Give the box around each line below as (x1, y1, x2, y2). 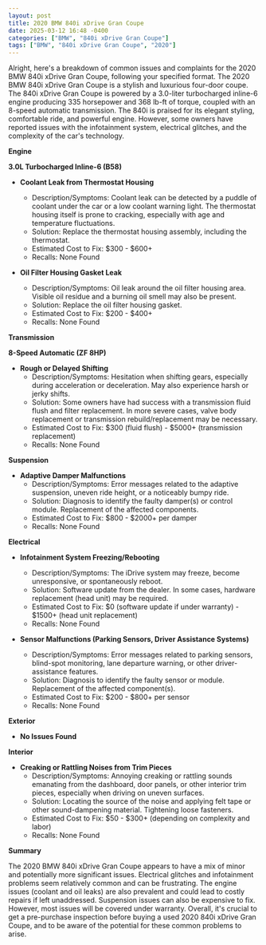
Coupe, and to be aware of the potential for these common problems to (8, 921, 242, 931)
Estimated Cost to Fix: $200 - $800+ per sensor (31, 692, 190, 702)
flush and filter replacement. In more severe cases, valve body (31, 406, 237, 416)
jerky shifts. (31, 389, 70, 399)
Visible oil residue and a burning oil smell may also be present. (31, 292, 237, 302)
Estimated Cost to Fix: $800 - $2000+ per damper (31, 513, 198, 523)
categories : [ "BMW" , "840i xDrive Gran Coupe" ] (8, 34, 170, 42)
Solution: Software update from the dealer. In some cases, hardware (31, 585, 256, 595)
